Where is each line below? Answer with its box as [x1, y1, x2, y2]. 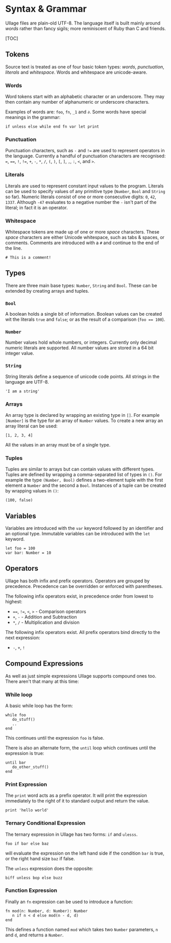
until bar [5, 760, 27, 765]
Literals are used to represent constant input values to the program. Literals [5, 182, 164, 189]
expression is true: [5, 750, 44, 756]
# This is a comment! [5, 255, 52, 260]
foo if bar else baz [5, 841, 50, 846]
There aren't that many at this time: [5, 678, 79, 685]
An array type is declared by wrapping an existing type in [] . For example [5, 412, 160, 418]
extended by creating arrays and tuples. [5, 288, 89, 294]
